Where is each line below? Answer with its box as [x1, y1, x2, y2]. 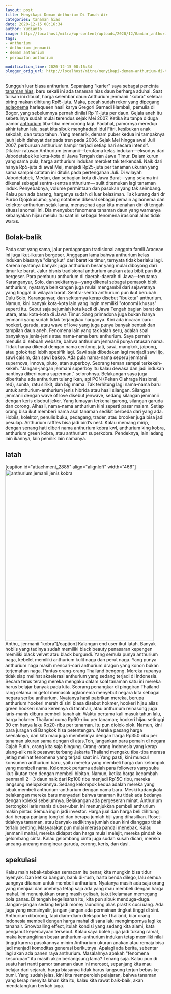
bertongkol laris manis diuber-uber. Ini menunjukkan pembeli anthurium [5, 803, 155, 809]
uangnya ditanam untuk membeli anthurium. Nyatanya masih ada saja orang [5, 879, 164, 886]
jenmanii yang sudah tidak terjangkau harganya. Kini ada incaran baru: [5, 316, 153, 322]
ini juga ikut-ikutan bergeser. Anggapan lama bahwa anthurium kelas [5, 252, 149, 258]
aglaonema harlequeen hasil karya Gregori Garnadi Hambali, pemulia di [5, 104, 155, 111]
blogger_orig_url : [5, 69, 44, 74]
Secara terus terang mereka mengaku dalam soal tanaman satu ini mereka [5, 678, 161, 684]
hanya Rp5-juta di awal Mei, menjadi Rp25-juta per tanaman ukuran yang [5, 164, 159, 170]
